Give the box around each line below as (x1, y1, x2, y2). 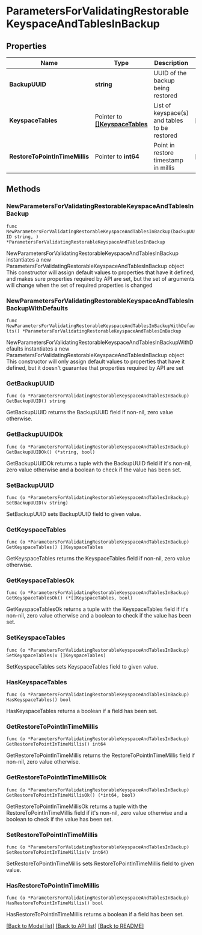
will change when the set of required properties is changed (6, 281, 153, 289)
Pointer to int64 (94, 152, 139, 161)
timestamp (153, 156, 184, 164)
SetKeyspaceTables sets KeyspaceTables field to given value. (6, 663, 158, 670)
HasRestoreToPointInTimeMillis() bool (6, 900, 103, 906)
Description (154, 59, 188, 67)
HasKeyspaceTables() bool (6, 697, 71, 703)
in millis (153, 164, 175, 172)
